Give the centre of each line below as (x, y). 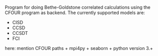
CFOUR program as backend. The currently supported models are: (75, 13)
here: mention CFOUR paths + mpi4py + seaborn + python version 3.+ (79, 48)
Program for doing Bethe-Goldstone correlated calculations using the (78, 7)
